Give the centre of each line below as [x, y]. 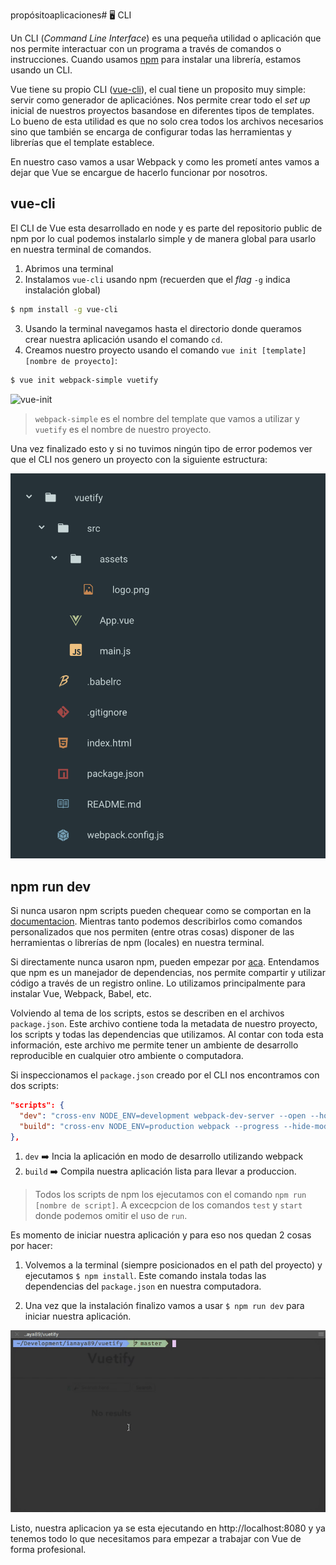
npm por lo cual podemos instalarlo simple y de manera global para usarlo [163, 238]
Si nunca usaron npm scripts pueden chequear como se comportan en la [161, 910]
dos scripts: [34, 1085]
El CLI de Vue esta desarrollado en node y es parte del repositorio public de [166, 228]
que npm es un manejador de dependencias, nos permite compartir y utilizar [168, 972]
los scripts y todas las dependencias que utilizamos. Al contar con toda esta [167, 1034]
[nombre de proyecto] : [71, 360]
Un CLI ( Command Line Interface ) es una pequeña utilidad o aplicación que [166, 38]
